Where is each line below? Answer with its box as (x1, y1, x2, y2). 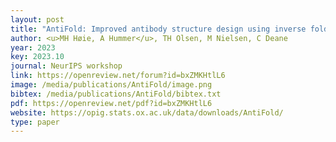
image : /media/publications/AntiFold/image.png (10, 80, 213, 90)
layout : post (10, 14, 65, 25)
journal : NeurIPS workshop (10, 61, 123, 71)
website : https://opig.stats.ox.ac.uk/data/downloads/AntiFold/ (10, 107, 284, 118)
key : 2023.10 (10, 52, 65, 62)
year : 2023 (10, 42, 56, 53)
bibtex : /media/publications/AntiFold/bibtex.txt (10, 89, 222, 99)
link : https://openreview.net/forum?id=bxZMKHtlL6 (10, 71, 226, 81)
